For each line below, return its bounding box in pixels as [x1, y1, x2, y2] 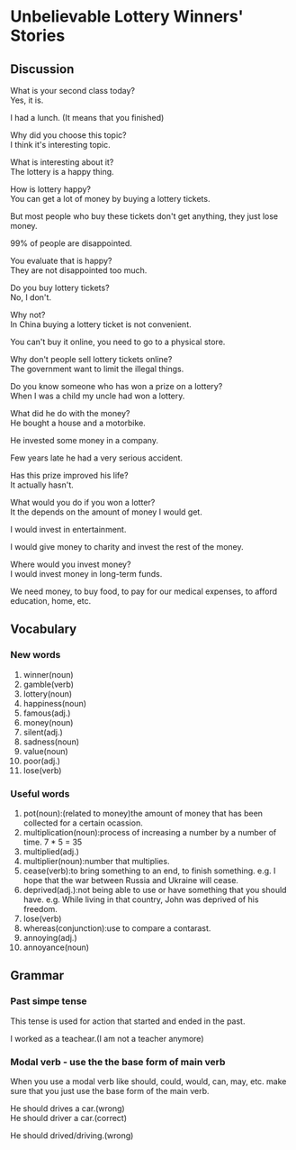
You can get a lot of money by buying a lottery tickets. [10, 194, 211, 204]
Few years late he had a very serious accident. [10, 452, 184, 463]
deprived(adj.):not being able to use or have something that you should [22, 884, 287, 895]
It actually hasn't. [10, 479, 75, 490]
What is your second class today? [10, 86, 136, 96]
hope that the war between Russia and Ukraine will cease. [22, 874, 239, 885]
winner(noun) [22, 669, 75, 680]
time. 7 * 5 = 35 [22, 836, 83, 847]
